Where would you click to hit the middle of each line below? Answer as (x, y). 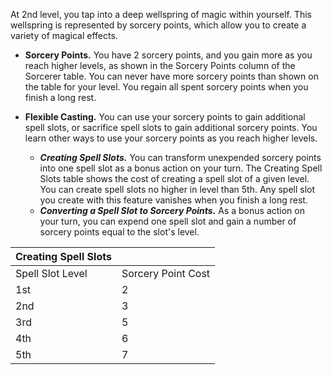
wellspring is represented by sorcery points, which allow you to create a (158, 25)
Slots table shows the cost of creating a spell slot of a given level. (174, 178)
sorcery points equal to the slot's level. (119, 232)
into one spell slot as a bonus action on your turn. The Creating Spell (181, 168)
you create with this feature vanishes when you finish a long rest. (173, 200)
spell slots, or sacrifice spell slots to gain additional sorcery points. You (171, 127)
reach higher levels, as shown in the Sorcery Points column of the (160, 65)
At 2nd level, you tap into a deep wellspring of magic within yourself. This (161, 14)
